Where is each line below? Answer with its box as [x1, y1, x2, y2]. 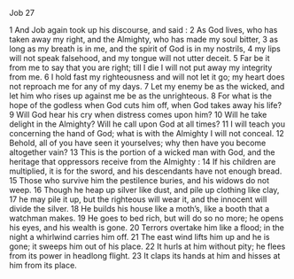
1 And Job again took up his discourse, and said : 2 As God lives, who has [9, 25, 278, 35]
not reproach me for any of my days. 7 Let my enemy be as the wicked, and [9, 81, 285, 91]
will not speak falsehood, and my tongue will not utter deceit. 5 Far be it [9, 53, 270, 63]
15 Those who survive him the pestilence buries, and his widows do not [9, 175, 270, 185]
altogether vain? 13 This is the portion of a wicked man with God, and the [9, 147, 275, 158]
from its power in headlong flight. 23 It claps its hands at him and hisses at [9, 251, 281, 260]
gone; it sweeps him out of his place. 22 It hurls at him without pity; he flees [9, 241, 286, 252]
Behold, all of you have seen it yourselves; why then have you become [9, 137, 267, 148]
